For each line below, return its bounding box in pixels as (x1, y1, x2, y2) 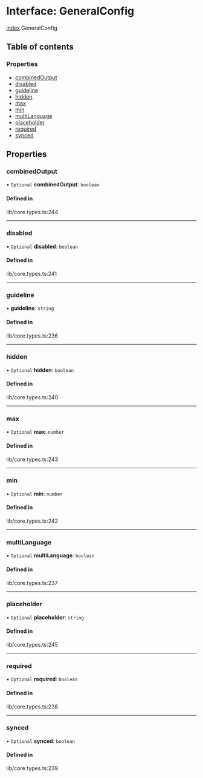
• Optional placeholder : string (6, 613, 85, 621)
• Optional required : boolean (6, 676, 78, 683)
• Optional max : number (6, 428, 65, 436)
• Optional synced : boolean (6, 737, 76, 745)
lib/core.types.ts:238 (6, 703, 59, 710)
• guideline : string (6, 304, 54, 312)
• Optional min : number (6, 490, 63, 497)
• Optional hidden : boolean (6, 366, 74, 373)
